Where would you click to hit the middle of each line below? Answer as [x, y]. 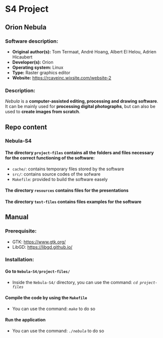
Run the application [25, 320]
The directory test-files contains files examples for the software [73, 202]
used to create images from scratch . [43, 112]
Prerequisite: [21, 231]
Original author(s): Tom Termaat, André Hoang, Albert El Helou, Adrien [84, 52]
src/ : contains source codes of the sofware [56, 174]
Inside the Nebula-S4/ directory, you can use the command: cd [75, 282]
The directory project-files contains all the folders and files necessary [80, 153]
